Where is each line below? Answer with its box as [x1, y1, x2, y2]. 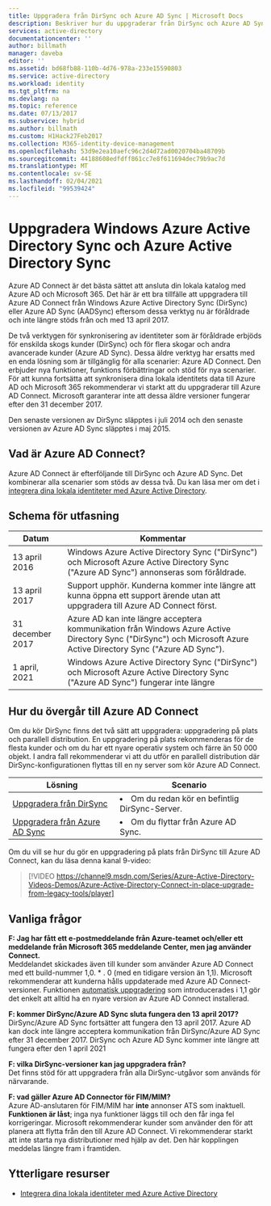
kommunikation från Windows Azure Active [67, 623, 231, 635]
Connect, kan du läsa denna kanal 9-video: [8, 856, 152, 866]
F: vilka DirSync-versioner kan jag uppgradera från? [8, 1059, 187, 1069]
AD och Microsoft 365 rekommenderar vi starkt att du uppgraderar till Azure [8, 382, 261, 392]
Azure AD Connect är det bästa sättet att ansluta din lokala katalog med [8, 280, 246, 290]
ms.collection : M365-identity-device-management [8, 139, 175, 148]
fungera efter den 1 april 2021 [8, 1044, 106, 1053]
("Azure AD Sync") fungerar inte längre [67, 677, 215, 688]
